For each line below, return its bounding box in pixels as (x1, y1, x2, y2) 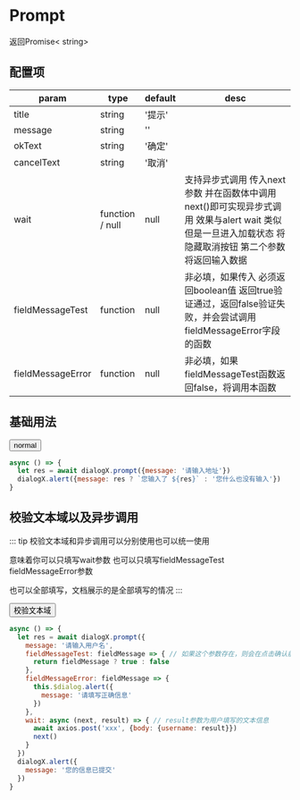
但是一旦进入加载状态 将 (184, 227, 286, 240)
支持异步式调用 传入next (184, 173, 287, 186)
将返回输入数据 (184, 254, 248, 266)
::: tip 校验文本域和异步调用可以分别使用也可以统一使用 (9, 535, 210, 546)
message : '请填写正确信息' (41, 690, 132, 700)
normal (13, 440, 37, 450)
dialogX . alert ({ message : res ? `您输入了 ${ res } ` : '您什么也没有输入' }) (17, 475, 281, 484)
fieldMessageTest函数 (184, 367, 277, 380)
